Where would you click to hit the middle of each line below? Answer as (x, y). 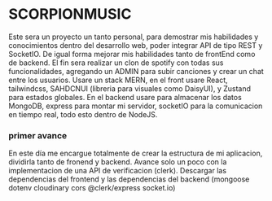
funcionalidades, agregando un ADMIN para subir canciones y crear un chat (136, 71)
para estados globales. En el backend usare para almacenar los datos (125, 97)
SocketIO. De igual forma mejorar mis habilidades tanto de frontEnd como (132, 54)
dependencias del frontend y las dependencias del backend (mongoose (129, 179)
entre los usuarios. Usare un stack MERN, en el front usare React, (118, 80)
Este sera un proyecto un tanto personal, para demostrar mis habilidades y (134, 37)
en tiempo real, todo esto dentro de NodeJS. (83, 114)
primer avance (38, 135)
